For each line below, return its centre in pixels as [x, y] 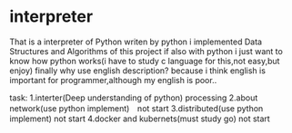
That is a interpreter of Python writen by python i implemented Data [136, 42]
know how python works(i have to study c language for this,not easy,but [145, 61]
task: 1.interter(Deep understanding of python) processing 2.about [134, 98]
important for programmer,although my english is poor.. [113, 80]
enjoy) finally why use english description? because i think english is [138, 71]
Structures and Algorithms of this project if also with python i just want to [146, 51]
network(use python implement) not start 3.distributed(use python [136, 108]
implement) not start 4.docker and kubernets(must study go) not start [140, 119]
